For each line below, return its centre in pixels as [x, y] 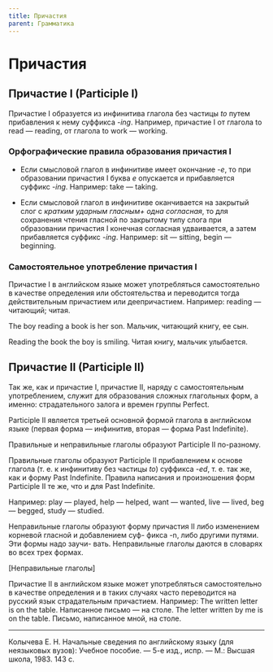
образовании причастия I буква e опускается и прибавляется [127, 178]
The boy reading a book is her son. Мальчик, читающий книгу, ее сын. [129, 326]
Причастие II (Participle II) [76, 367]
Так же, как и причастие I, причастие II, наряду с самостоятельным [126, 386]
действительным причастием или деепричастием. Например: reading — [135, 302]
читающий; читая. [39, 311]
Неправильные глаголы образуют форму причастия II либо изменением [134, 526]
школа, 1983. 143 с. [41, 659]
